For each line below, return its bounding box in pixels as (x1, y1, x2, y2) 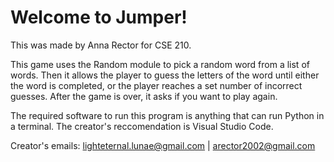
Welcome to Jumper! (10, 6, 188, 29)
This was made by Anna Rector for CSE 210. (10, 39, 192, 51)
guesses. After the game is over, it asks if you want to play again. (10, 90, 278, 102)
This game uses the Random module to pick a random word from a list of (10, 58, 310, 70)
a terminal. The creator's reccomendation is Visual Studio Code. (10, 120, 274, 132)
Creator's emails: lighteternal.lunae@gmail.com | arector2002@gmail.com (10, 139, 316, 151)
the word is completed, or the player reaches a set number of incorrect (10, 79, 303, 91)
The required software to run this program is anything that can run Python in (10, 109, 325, 121)
